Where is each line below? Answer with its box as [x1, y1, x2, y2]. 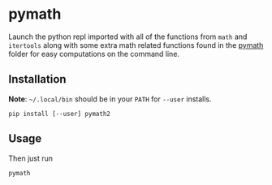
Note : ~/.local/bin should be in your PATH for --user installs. [8, 94, 213, 104]
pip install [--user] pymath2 [8, 110, 111, 118]
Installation [8, 72, 67, 86]
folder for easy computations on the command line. [8, 49, 180, 58]
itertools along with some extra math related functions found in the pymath [8, 40, 264, 49]
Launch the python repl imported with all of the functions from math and [8, 32, 248, 41]
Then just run [8, 153, 54, 163]
